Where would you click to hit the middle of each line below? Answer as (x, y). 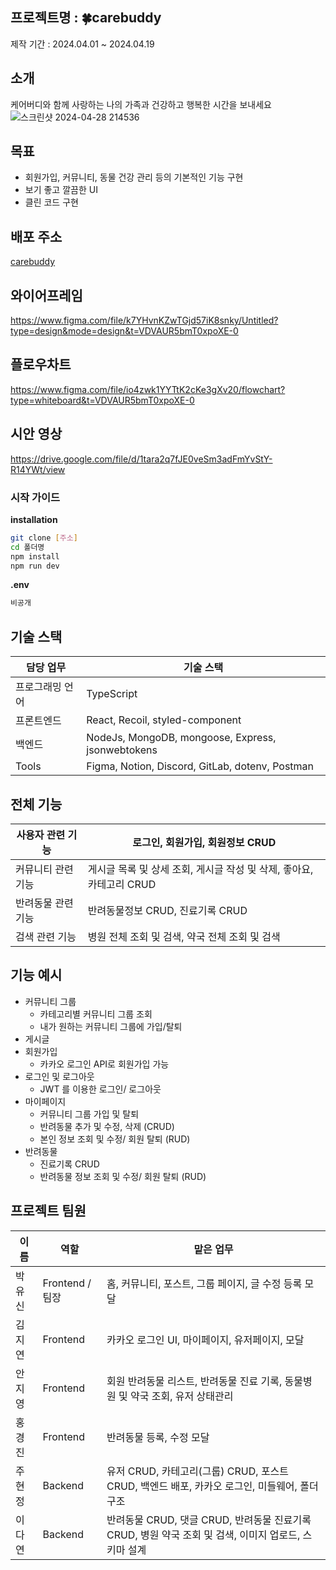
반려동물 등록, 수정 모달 (158, 1437)
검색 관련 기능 (46, 936)
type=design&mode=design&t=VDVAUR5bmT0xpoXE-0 (124, 331)
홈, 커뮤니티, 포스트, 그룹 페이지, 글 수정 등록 (204, 1283)
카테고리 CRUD (122, 884)
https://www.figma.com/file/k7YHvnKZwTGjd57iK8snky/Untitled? (144, 320)
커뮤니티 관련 (44, 869)
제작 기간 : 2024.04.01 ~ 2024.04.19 (82, 44)
